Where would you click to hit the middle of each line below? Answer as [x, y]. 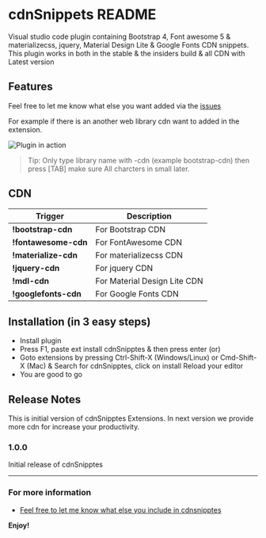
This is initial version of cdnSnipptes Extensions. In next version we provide [131, 418]
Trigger [50, 216]
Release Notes [45, 399]
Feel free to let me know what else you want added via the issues [115, 105]
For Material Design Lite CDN [149, 280]
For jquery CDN [124, 268]
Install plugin [40, 341]
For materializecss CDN [139, 255]
